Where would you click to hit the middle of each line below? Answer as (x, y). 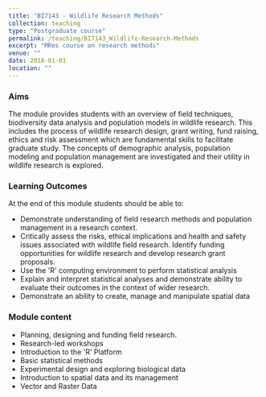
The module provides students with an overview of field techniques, (121, 114)
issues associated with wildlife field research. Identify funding (122, 245)
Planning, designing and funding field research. (98, 334)
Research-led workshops (61, 343)
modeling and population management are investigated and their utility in (129, 157)
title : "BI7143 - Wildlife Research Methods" (86, 16)
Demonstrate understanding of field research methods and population (136, 219)
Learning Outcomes (48, 186)
